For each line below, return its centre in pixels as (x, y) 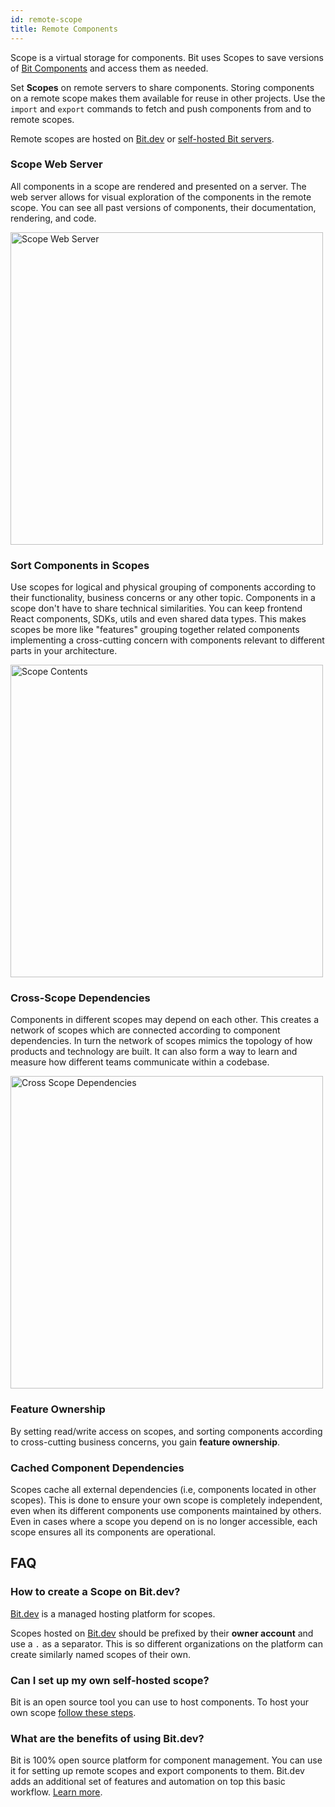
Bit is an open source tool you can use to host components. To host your (160, 1702)
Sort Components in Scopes (80, 565)
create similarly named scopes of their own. (101, 1654)
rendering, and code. (53, 218)
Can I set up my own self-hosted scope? (110, 1680)
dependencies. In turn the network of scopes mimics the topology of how (161, 1041)
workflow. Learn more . (56, 1792)
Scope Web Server (56, 164)
